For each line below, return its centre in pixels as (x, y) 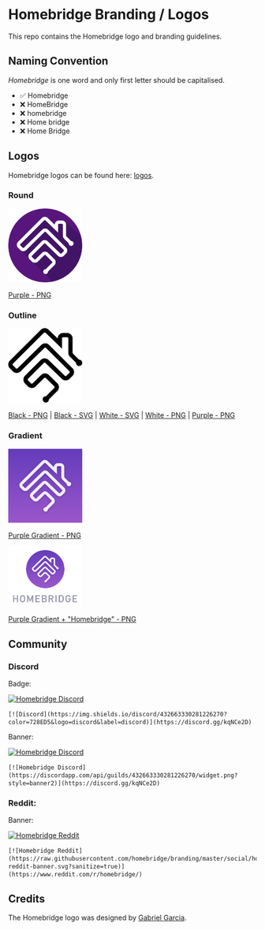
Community (38, 644)
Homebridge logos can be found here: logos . (81, 175)
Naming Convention (58, 61)
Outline (22, 315)
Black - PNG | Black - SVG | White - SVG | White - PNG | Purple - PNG (121, 415)
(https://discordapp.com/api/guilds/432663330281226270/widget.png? (123, 776)
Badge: (20, 684)
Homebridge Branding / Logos (109, 15)
